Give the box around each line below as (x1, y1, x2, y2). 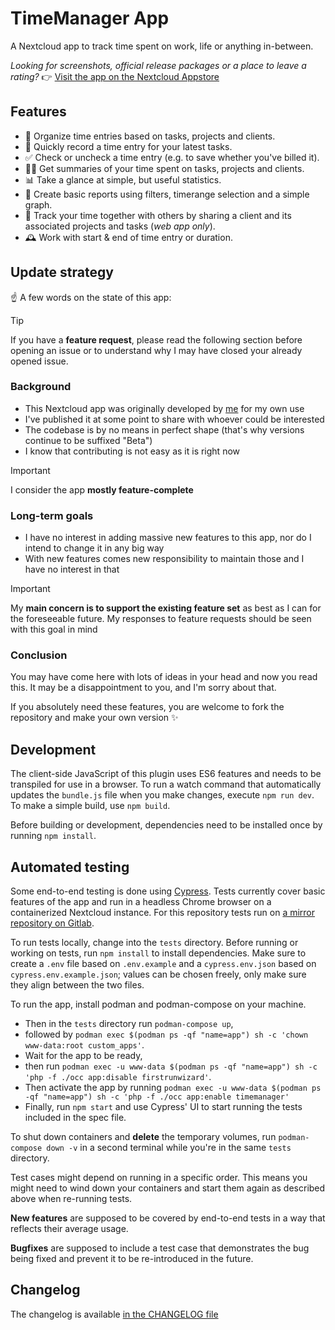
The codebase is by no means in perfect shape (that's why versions (24, 423, 305, 436)
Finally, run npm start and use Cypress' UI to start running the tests (24, 1101, 303, 1113)
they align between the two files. (10, 979, 145, 991)
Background (10, 380, 72, 394)
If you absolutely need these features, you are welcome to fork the (10, 701, 285, 713)
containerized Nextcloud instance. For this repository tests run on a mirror (10, 907, 316, 919)
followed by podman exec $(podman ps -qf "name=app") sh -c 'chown (24, 1028, 309, 1041)
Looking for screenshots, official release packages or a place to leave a (10, 59, 307, 71)
